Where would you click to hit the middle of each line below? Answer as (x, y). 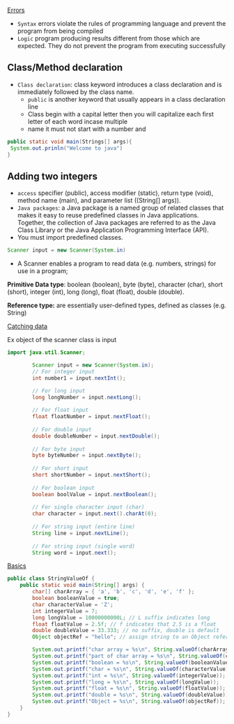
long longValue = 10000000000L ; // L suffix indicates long (121, 617)
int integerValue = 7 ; (65, 611)
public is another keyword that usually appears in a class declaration (126, 99)
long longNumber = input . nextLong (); (87, 397)
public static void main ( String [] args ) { (82, 585)
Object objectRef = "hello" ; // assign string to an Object (121, 637)
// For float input (61, 410)
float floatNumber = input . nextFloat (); (92, 417)
